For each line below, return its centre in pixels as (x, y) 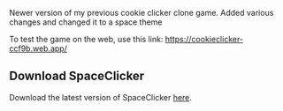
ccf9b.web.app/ (38, 48)
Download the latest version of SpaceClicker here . (101, 97)
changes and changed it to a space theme (86, 22)
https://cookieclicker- (204, 39)
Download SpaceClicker (77, 76)
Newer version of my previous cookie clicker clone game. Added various (141, 13)
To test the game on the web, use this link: (86, 39)
